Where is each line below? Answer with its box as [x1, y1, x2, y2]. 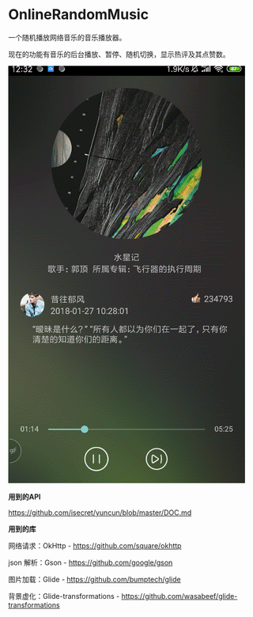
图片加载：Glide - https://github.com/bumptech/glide [8, 574, 181, 584]
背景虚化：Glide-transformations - [8, 591, 120, 600]
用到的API [8, 492, 41, 502]
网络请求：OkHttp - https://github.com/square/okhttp [8, 540, 182, 551]
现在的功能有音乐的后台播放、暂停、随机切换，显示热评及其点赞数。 [8, 49, 230, 59]
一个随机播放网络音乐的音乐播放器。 [8, 32, 126, 42]
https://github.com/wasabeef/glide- [121, 591, 238, 600]
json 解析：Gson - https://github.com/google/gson [8, 558, 173, 567]
